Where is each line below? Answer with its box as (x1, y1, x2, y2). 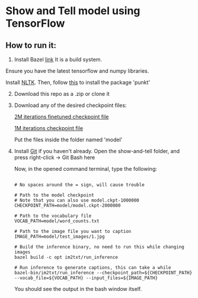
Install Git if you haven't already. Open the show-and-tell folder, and (14, 148, 180, 154)
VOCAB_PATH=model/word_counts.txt (14, 218, 100, 224)
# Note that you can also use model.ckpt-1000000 (14, 197, 140, 203)
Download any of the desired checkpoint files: (14, 102, 127, 109)
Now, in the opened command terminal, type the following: (14, 166, 158, 172)
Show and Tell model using (5, 4, 140, 18)
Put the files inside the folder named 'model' (14, 136, 123, 143)
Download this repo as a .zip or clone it (14, 90, 110, 97)
